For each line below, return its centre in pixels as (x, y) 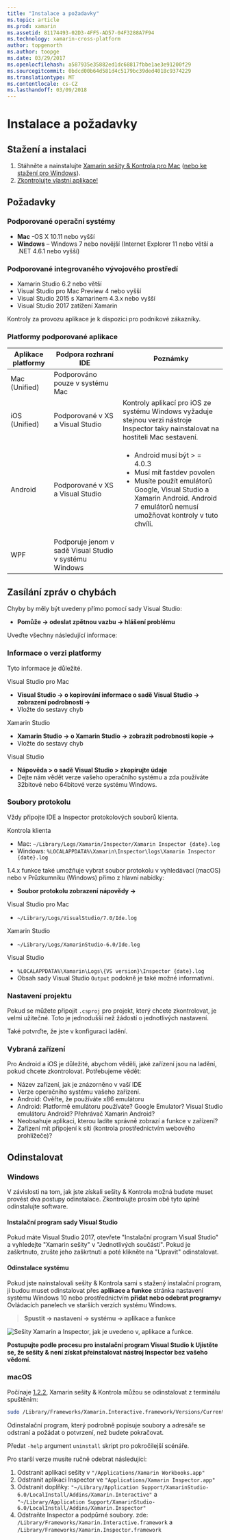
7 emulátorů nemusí (166, 507)
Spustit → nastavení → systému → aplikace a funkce (100, 1318)
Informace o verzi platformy (54, 653)
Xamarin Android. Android (176, 498)
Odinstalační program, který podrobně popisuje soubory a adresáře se (106, 1425)
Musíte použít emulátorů (173, 481)
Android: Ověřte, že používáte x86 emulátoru (80, 1099)
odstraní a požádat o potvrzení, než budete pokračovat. (86, 1432)
